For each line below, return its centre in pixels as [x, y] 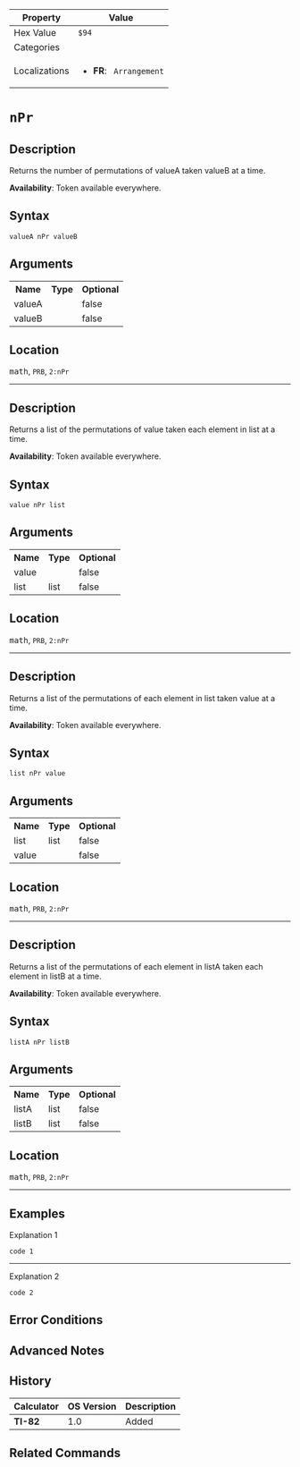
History [30, 1381]
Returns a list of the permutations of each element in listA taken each [136, 966]
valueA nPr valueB [43, 236]
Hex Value [35, 33]
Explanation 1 [33, 1235]
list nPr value [37, 774]
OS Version [92, 1406]
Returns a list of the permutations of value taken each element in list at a [142, 429]
